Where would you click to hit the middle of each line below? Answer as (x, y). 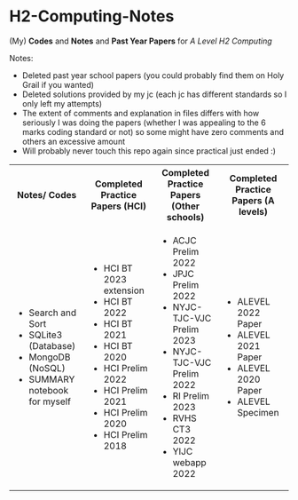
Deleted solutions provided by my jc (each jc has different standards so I (154, 94)
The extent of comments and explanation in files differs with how (141, 113)
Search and (53, 313)
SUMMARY (52, 379)
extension (124, 290)
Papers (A (253, 200)
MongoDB (50, 357)
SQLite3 (46, 335)
